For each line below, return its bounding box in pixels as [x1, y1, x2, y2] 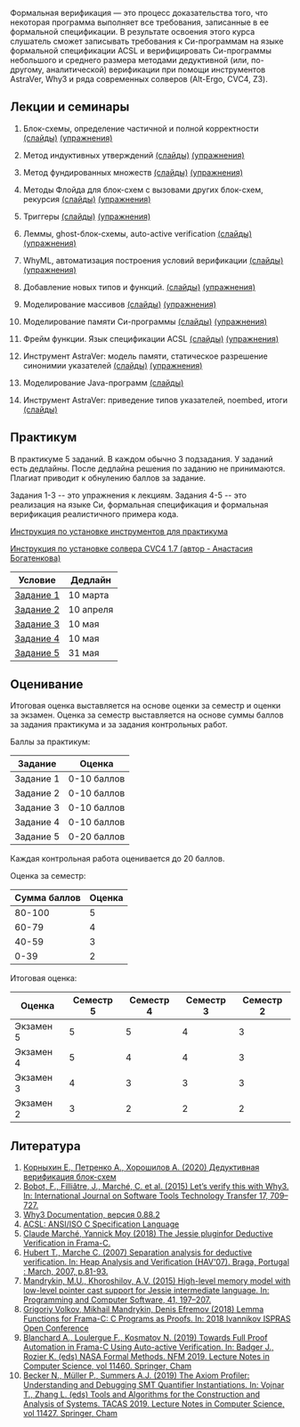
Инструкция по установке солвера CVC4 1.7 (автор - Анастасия [10, 543, 253, 554]
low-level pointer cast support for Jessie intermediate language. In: [22, 1285, 270, 1296]
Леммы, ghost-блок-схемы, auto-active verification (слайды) [22, 228, 253, 239]
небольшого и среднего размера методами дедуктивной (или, [10, 55, 250, 65]
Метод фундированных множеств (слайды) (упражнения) [22, 166, 244, 177]
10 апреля [68, 603, 114, 615]
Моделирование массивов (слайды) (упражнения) [22, 298, 217, 310]
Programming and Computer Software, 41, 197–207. [22, 1294, 212, 1305]
